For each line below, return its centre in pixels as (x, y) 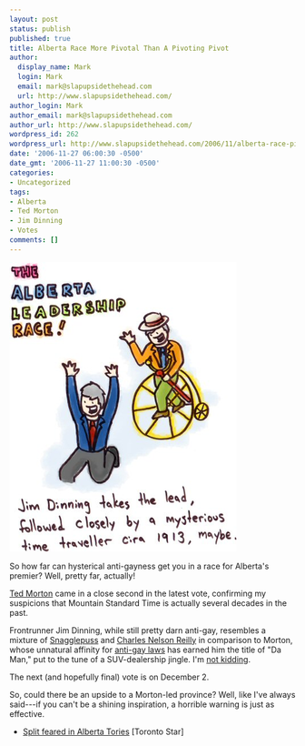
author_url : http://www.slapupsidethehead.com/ (101, 125)
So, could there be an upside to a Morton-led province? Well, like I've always (152, 694)
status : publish (40, 29)
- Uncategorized (40, 182)
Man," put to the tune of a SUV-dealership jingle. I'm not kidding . (130, 659)
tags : (20, 192)
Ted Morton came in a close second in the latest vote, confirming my (138, 593)
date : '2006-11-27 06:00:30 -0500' (77, 154)
